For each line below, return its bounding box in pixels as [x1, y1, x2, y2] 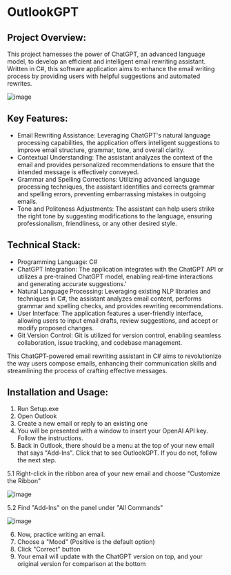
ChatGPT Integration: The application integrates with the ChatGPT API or [17, 265, 224, 273]
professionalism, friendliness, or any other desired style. [17, 219, 177, 227]
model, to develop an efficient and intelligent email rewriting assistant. [7, 57, 206, 66]
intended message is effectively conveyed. [17, 167, 139, 176]
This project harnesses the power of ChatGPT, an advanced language [7, 50, 205, 58]
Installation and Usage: [7, 386, 109, 398]
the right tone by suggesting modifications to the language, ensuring [17, 211, 212, 220]
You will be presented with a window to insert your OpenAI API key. [17, 426, 208, 435]
